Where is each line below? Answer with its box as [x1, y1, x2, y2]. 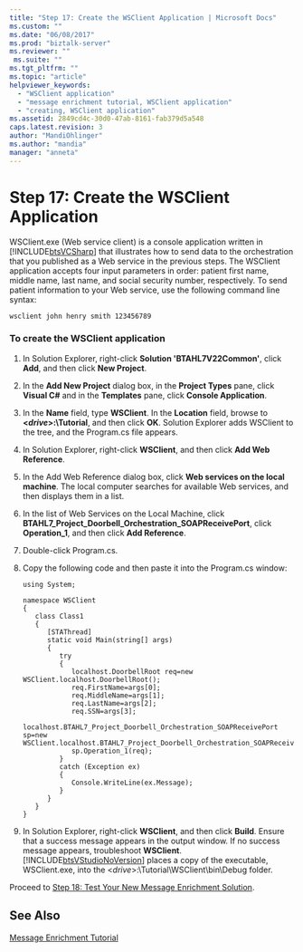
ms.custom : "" [9, 22, 63, 31]
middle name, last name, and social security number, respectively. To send [9, 274, 288, 285]
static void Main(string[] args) [46, 635, 174, 644]
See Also [9, 908, 61, 924]
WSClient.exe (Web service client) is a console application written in [9, 236, 264, 247]
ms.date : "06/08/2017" [9, 30, 95, 39]
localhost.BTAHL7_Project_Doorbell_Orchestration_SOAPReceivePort [22, 722, 279, 732]
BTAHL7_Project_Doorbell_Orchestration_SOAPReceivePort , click [22, 517, 272, 528]
